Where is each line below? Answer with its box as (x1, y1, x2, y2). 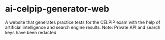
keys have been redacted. (5, 29, 58, 35)
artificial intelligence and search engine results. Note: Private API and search (5, 24, 161, 30)
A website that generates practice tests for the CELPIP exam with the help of (5, 19, 161, 25)
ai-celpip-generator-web (5, 3, 109, 14)
